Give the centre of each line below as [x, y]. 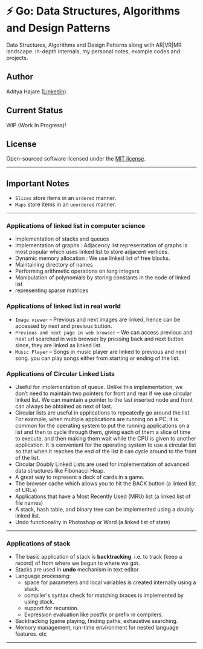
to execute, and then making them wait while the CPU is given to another [105, 439]
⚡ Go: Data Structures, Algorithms [93, 11]
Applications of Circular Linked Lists [60, 374]
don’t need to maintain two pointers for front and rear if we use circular [103, 393]
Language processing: [43, 576]
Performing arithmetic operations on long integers [77, 271]
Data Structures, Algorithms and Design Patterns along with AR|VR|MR [94, 45]
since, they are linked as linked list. [58, 345]
